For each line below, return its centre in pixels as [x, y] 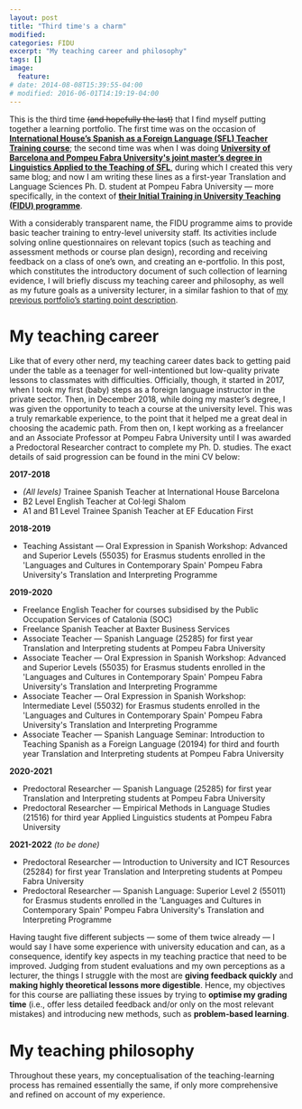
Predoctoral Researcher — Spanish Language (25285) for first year [147, 789]
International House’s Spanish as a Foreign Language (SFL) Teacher [139, 138]
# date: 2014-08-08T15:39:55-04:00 [76, 85]
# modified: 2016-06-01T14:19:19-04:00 [84, 93]
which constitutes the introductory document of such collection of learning [148, 271]
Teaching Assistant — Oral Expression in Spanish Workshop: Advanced [155, 546]
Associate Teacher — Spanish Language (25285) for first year [138, 638]
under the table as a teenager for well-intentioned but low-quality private [145, 370]
